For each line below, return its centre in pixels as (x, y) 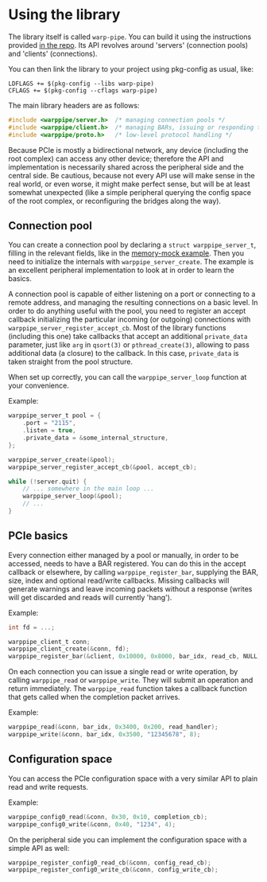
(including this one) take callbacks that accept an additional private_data (128, 337)
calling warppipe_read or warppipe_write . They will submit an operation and (131, 680)
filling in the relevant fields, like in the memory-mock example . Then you (126, 253)
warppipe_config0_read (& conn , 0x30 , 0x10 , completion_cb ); (108, 817)
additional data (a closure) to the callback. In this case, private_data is (124, 353)
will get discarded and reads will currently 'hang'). (90, 597)
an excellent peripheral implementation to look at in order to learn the (121, 270)
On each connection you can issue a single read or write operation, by (123, 672)
